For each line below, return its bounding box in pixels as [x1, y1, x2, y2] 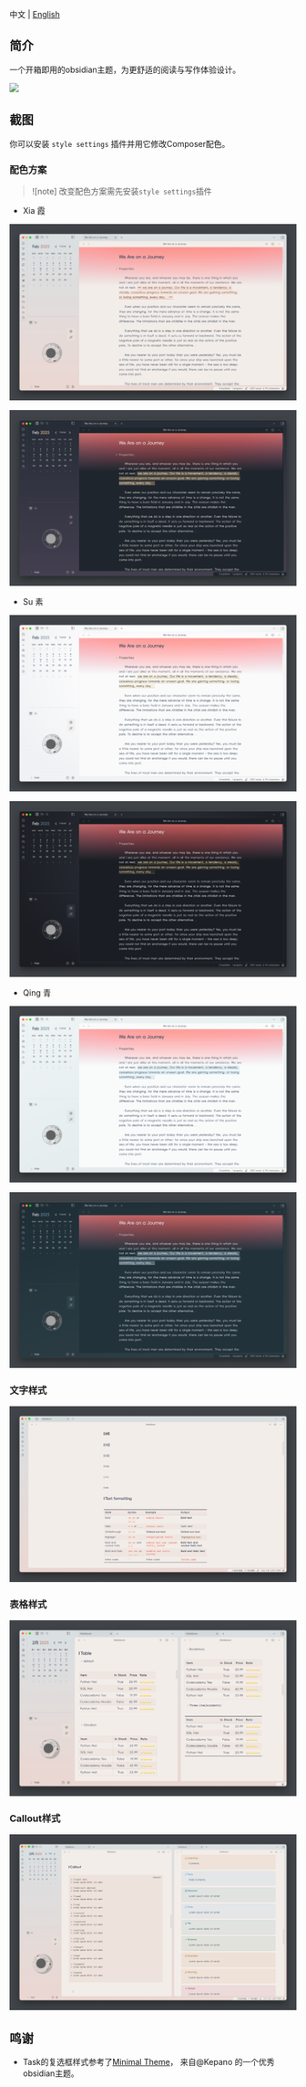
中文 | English [9, 9, 61, 19]
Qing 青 [22, 987, 52, 998]
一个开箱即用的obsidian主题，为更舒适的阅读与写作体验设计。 [9, 64, 241, 75]
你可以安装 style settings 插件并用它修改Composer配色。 [9, 138, 230, 149]
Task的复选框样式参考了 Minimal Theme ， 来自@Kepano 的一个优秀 [22, 2056, 275, 2067]
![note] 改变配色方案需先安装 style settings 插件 [31, 185, 212, 196]
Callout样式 [9, 1812, 61, 1825]
